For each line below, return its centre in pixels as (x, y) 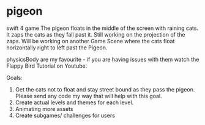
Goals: (14, 77)
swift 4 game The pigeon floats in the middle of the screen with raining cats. (102, 28)
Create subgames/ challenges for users (65, 115)
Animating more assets (44, 109)
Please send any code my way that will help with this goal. (88, 96)
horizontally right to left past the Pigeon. (57, 48)
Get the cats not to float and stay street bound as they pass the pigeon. (105, 89)
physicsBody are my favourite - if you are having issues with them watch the (103, 59)
